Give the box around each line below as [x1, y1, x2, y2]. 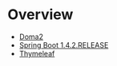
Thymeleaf [18, 49, 55, 58]
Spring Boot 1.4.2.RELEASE [18, 40, 109, 49]
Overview [7, 6, 74, 24]
